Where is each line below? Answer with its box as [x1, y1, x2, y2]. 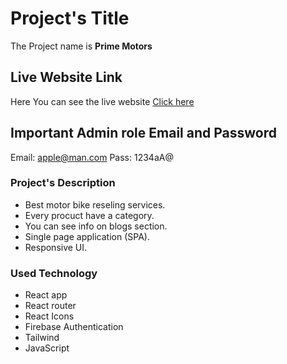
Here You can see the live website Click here [10, 95, 195, 107]
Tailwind [24, 332, 60, 344]
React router [24, 300, 77, 312]
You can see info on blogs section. [24, 220, 168, 232]
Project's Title [10, 7, 130, 30]
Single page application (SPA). [24, 230, 150, 242]
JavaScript [24, 342, 70, 354]
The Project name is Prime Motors [10, 40, 153, 52]
